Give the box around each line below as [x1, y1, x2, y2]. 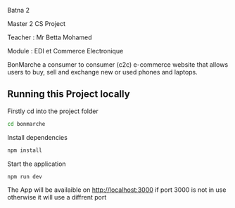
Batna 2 [7, 6, 30, 14]
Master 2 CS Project [7, 20, 65, 27]
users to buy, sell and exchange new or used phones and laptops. [7, 68, 198, 76]
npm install [7, 147, 42, 154]
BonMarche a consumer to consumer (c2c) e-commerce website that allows [7, 60, 229, 69]
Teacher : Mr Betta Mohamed [7, 33, 93, 41]
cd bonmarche [7, 120, 46, 127]
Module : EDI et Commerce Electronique [7, 47, 124, 55]
